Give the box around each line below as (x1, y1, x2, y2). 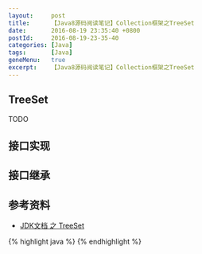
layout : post (8, 11, 66, 20)
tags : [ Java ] (8, 49, 73, 57)
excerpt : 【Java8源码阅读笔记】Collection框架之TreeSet (8, 64, 195, 72)
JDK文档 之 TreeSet (19, 221, 85, 231)
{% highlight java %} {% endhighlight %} (8, 236, 142, 247)
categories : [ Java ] (8, 41, 73, 49)
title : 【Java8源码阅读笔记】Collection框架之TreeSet (8, 19, 195, 27)
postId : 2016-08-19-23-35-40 (8, 33, 119, 42)
